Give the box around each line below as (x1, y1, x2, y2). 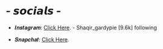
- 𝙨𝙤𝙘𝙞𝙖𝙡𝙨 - (5, 4, 62, 18)
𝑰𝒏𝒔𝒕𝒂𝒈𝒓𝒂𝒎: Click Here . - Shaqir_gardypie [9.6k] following (14, 24, 158, 31)
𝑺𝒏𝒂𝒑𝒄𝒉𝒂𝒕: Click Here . (14, 36, 69, 43)
